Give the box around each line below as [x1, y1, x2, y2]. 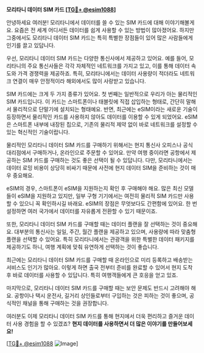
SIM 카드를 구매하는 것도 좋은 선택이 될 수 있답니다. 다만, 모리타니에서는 [22, 156, 193, 164]
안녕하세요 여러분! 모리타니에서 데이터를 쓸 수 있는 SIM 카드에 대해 [6, 19, 164, 26]
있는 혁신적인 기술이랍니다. [6, 128, 70, 136]
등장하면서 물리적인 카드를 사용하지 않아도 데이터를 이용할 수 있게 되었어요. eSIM [6, 113, 198, 121]
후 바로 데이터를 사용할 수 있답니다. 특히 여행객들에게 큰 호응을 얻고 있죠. [6, 271, 178, 279]
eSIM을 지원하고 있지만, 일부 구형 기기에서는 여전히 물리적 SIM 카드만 [17, 192, 183, 200]
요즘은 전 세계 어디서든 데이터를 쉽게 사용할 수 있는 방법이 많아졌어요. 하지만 [14, 27, 195, 33]
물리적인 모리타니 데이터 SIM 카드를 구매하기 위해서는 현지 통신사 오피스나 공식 [6, 141, 193, 149]
